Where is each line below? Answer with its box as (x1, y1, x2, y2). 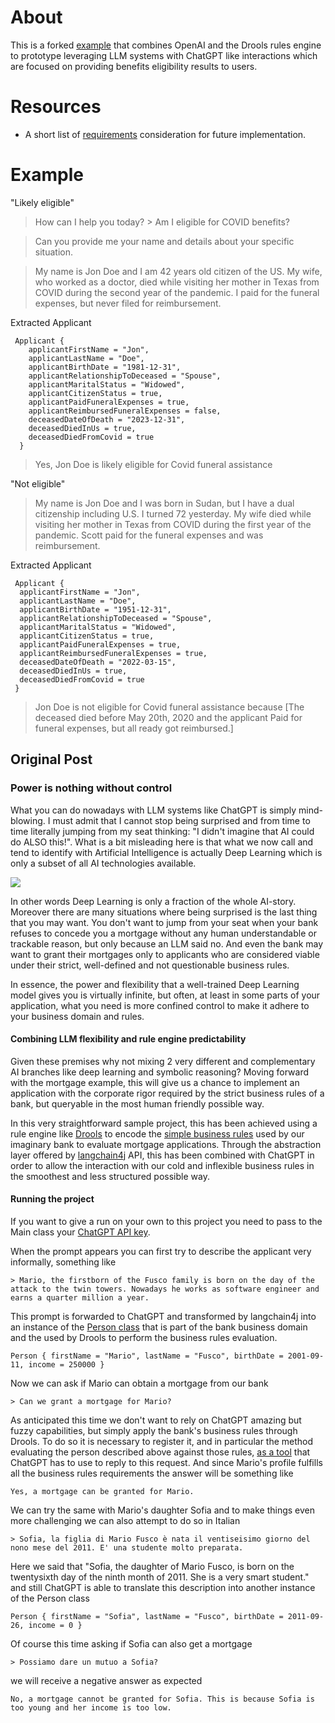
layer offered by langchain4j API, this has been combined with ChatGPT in (10, 1149, 315, 1161)
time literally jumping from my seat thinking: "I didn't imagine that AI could (10, 825, 315, 837)
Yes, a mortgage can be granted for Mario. (10, 1486, 195, 1496)
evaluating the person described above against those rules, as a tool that (10, 1446, 311, 1458)
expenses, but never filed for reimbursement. (34, 297, 222, 309)
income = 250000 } (28, 1359, 105, 1370)
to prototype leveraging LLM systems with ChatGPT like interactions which (10, 49, 318, 61)
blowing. (10, 814, 46, 826)
